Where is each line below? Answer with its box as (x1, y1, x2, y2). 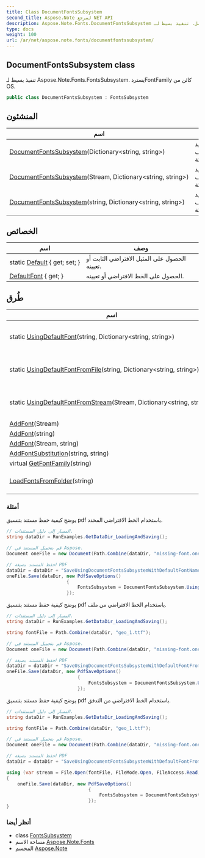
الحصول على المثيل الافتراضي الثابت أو (86, 254, 186, 263)
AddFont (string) (9, 430, 56, 438)
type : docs (6, 26, 34, 32)
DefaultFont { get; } (9, 272, 64, 281)
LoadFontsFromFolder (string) (9, 477, 94, 485)
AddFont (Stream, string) (9, 439, 79, 448)
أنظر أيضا (6, 818, 31, 826)
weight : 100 (6, 32, 37, 38)
